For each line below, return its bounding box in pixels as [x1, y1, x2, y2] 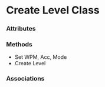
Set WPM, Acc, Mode [14, 53, 67, 61]
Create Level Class [6, 4, 100, 17]
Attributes [6, 25, 36, 33]
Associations [6, 75, 45, 83]
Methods [6, 41, 32, 49]
